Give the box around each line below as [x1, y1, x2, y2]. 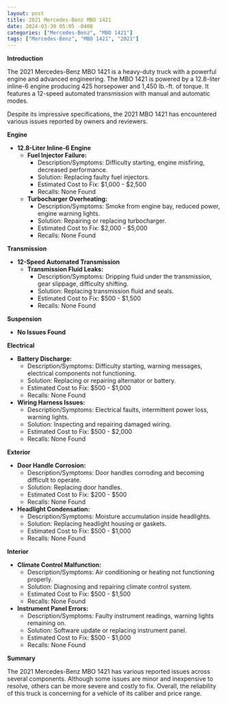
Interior [7, 548, 29, 556]
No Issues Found [16, 328, 66, 337]
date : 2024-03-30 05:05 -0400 [7, 23, 94, 29]
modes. [7, 97, 29, 105]
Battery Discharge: [16, 354, 72, 363]
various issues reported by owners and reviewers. [7, 117, 148, 125]
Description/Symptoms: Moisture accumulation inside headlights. [27, 512, 211, 521]
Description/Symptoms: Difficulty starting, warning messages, [27, 362, 203, 370]
